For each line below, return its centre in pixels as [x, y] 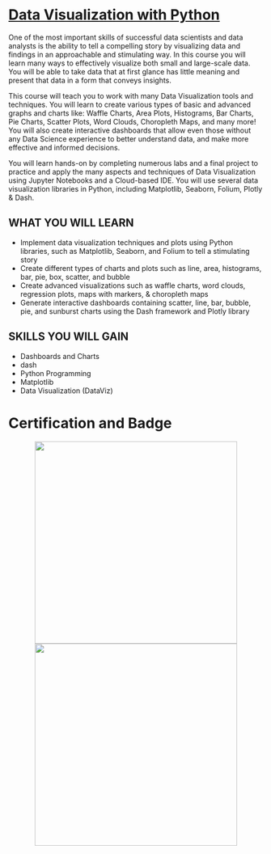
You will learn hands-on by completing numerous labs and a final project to [133, 163]
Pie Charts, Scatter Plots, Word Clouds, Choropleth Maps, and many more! [132, 121]
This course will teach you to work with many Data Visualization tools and [131, 95]
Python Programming [55, 373]
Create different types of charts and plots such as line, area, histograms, [141, 268]
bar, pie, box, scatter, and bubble [75, 277]
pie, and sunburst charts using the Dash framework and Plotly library [135, 311]
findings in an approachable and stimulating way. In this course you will [127, 54]
